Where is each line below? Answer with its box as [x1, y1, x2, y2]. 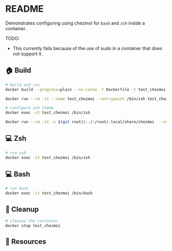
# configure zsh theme [5, 105, 54, 110]
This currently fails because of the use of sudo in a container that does [12, 45, 163, 51]
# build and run [5, 82, 40, 87]
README [5, 3, 44, 15]
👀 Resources [5, 237, 47, 246]
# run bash [5, 186, 29, 191]
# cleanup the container [5, 218, 58, 223]
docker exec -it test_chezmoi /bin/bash [5, 191, 93, 196]
